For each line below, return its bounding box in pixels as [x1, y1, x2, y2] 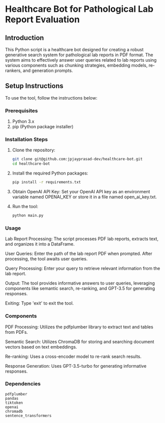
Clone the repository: [12, 147, 56, 153]
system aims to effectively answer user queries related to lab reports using [5, 57, 157, 63]
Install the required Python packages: [12, 170, 89, 176]
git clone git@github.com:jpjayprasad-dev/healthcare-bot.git [12, 157, 143, 162]
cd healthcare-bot [12, 161, 50, 166]
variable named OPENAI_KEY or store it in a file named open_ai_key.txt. [12, 194, 157, 200]
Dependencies [5, 381, 41, 388]
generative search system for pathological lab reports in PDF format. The [5, 52, 154, 58]
